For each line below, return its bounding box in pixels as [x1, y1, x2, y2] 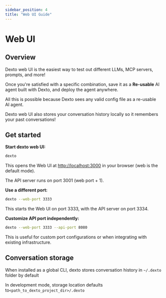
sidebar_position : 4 [5, 7, 48, 12]
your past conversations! [5, 116, 56, 122]
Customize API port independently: [5, 215, 79, 221]
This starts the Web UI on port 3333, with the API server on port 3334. [5, 206, 149, 212]
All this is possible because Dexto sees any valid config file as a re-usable [5, 96, 156, 102]
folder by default [5, 272, 39, 278]
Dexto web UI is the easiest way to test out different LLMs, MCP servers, [5, 66, 154, 72]
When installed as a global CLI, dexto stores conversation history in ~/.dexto [5, 267, 162, 273]
